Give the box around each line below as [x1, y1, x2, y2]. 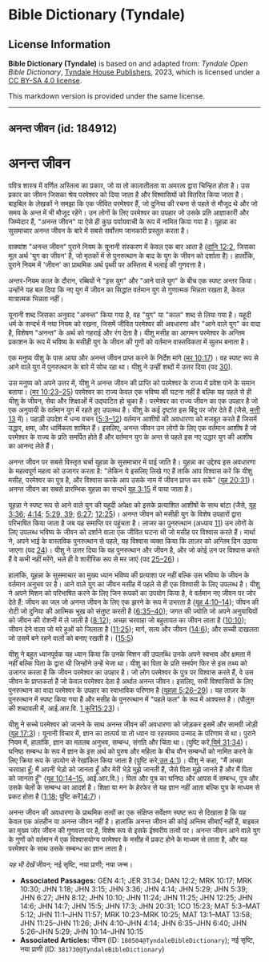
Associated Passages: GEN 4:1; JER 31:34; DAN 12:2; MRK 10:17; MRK [19, 875, 252, 886]
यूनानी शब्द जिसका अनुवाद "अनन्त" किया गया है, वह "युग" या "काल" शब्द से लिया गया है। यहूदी [8, 310, 251, 320]
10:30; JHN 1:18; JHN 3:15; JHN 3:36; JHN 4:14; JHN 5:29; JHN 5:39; [19, 884, 248, 894]
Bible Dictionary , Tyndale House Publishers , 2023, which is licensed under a [8, 67, 260, 77]
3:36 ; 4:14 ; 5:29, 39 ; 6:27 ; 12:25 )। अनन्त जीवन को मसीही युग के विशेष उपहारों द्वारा [8, 509, 242, 519]
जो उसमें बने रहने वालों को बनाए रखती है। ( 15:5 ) [8, 634, 134, 643]
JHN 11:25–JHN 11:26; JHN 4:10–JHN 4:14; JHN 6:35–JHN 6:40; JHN [19, 919, 247, 928]
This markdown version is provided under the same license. [8, 91, 206, 101]
